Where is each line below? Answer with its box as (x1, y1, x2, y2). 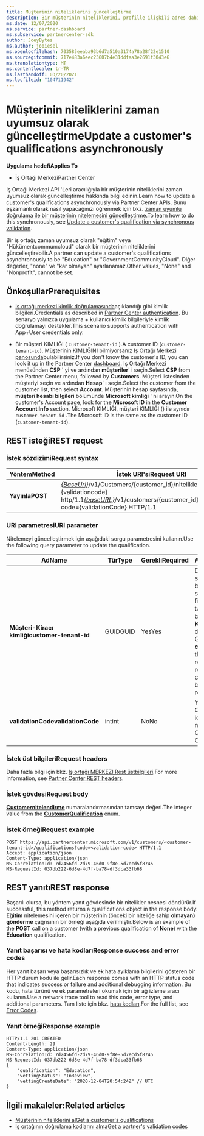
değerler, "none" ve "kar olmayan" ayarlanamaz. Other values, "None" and (6, 263, 191, 270)
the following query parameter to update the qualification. (6, 541, 151, 548)
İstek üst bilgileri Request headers (6, 754, 108, 762)
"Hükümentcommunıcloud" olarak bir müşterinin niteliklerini (6, 243, 155, 250)
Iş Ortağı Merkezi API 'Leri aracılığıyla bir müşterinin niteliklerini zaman (6, 186, 183, 193)
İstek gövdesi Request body (6, 790, 89, 798)
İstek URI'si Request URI (117, 470, 186, 478)
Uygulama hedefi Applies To (6, 162, 78, 169)
